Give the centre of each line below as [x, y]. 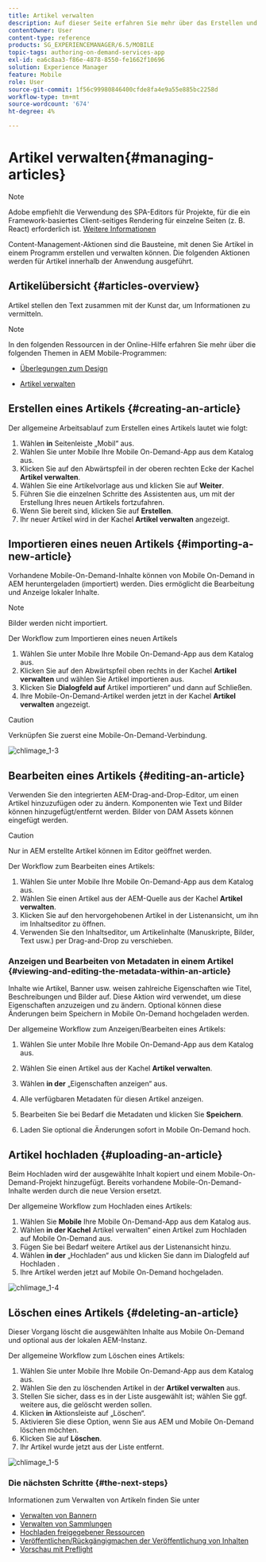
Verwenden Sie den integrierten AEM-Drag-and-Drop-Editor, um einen [124, 795]
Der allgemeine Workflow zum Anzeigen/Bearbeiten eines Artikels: [117, 1029]
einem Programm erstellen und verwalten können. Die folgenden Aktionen [129, 253]
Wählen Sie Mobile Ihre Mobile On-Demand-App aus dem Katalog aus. [135, 1222]
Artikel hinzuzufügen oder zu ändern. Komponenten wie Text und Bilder [125, 804]
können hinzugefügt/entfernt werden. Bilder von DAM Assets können [121, 812]
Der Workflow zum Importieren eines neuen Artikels [93, 638]
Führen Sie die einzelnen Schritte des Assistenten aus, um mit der [127, 494]
